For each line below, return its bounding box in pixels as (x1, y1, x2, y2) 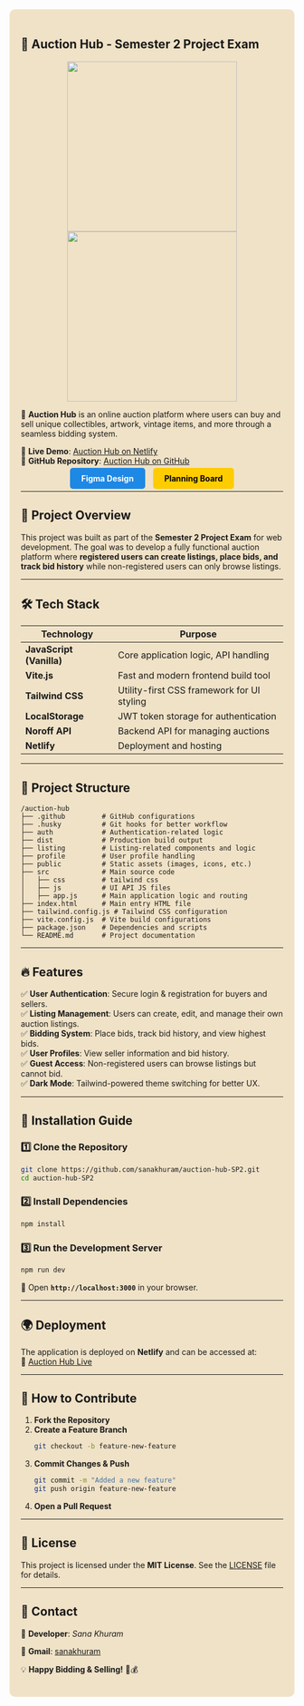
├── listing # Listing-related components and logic (21, 843, 256, 853)
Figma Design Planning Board (81, 473, 223, 483)
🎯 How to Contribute (21, 1391, 138, 1407)
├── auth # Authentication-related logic (21, 828, 223, 837)
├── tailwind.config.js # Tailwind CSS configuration (21, 907, 228, 917)
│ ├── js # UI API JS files (21, 883, 171, 892)
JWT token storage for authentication (117, 710, 277, 723)
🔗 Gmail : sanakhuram (21, 1645, 101, 1656)
